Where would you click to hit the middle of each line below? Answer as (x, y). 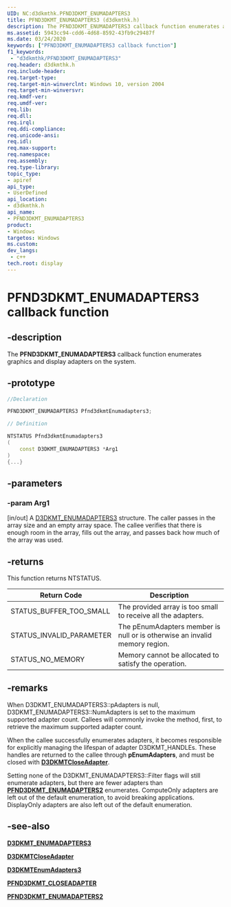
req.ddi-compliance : (37, 129)
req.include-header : (37, 71)
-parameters (35, 483)
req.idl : (20, 142)
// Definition (27, 424)
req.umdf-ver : (27, 103)
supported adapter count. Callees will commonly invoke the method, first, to (114, 719)
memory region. (144, 644)
